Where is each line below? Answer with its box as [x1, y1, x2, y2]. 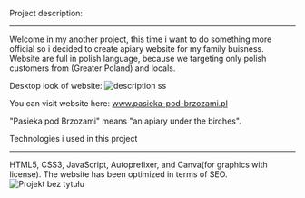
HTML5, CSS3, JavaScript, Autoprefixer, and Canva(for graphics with [9, 159, 268, 170]
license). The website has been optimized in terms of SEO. [9, 169, 229, 180]
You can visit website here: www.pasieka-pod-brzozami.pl [9, 98, 229, 108]
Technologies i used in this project [9, 134, 138, 144]
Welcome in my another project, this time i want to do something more [9, 34, 272, 45]
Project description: [9, 8, 84, 18]
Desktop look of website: [9, 81, 103, 91]
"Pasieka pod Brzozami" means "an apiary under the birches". [9, 115, 242, 126]
